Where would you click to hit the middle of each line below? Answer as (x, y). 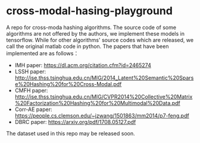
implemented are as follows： (43, 53)
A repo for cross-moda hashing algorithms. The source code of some (91, 27)
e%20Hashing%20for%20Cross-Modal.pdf (68, 84)
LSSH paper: (30, 71)
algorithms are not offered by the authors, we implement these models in (96, 33)
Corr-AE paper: (33, 109)
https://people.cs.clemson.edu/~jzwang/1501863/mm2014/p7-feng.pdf (102, 115)
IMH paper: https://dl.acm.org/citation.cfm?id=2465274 (83, 65)
